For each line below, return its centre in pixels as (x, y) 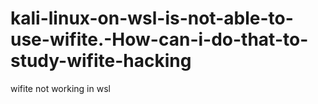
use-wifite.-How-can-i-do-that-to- (159, 39)
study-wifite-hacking (101, 61)
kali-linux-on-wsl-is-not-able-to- (152, 18)
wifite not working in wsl (60, 88)
